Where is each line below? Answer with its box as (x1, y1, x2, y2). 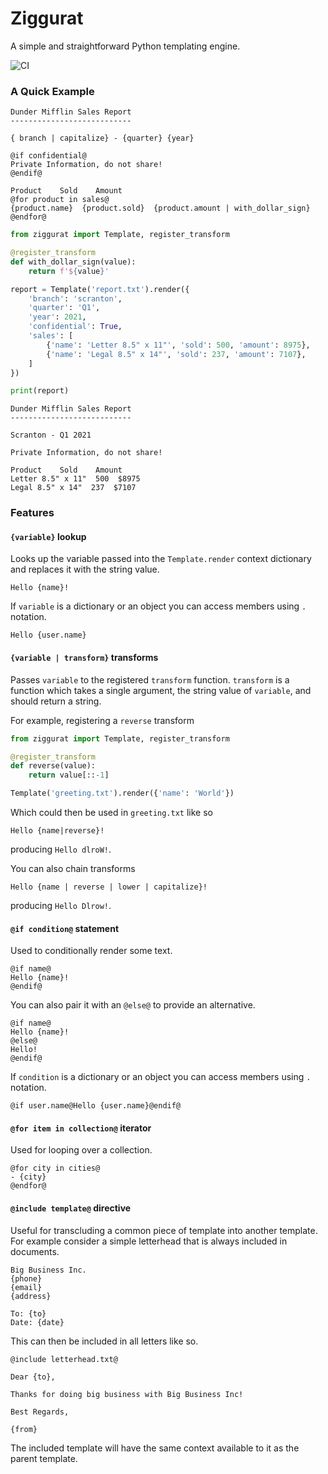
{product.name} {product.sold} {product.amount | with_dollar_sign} (10, 203, 311, 214)
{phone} (10, 1273, 43, 1284)
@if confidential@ (10, 151, 87, 161)
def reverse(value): (10, 761, 97, 771)
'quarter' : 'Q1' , (28, 303, 101, 313)
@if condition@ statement (10, 922, 120, 934)
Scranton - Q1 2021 (10, 430, 92, 441)
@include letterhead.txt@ (10, 1354, 118, 1364)
